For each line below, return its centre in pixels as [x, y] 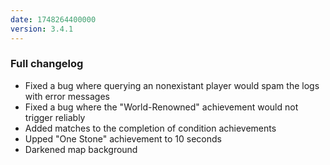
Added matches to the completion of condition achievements [150, 128]
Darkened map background [81, 149]
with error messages [67, 96]
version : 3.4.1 [42, 29]
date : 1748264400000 [53, 19]
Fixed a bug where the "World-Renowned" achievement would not [161, 107]
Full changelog [47, 64]
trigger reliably [55, 117]
